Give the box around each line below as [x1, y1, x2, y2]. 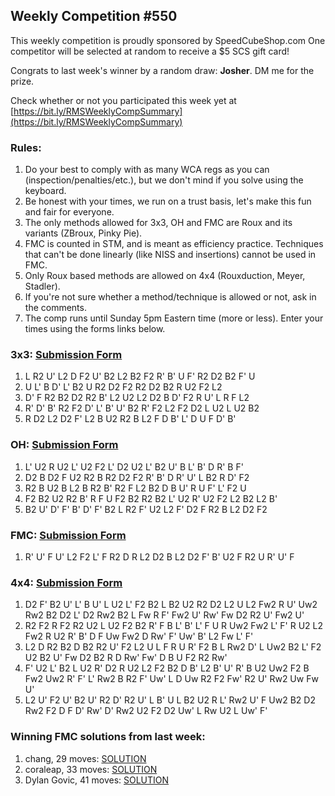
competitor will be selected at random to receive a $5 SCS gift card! [10, 45, 290, 57]
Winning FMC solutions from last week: [10, 730, 206, 744]
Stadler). [24, 280, 61, 293]
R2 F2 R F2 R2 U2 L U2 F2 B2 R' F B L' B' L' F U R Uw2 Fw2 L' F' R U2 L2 [24, 620, 324, 632]
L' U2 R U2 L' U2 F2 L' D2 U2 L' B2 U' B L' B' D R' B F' [24, 460, 244, 473]
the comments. [24, 302, 87, 314]
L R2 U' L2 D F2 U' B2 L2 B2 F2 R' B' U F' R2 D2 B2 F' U [24, 370, 256, 383]
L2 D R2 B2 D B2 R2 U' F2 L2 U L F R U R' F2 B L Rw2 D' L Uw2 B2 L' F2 [24, 641, 322, 653]
